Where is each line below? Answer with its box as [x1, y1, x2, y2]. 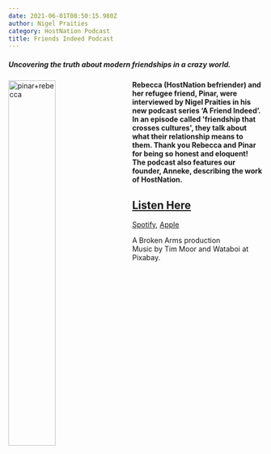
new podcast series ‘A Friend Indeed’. [132, 106, 261, 116]
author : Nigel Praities [8, 19, 89, 28]
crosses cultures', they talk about [132, 123, 247, 133]
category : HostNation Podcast [8, 27, 111, 35]
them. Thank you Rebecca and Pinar [132, 140, 256, 150]
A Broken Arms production [132, 236, 221, 246]
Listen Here [132, 198, 192, 212]
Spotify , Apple [132, 220, 180, 229]
